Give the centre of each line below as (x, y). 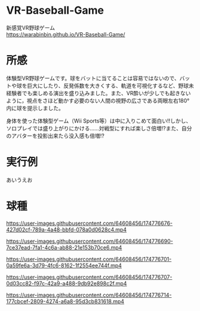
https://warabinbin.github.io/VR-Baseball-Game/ (66, 34)
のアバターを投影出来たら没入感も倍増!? (55, 136)
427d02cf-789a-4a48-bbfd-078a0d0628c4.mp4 (67, 229)
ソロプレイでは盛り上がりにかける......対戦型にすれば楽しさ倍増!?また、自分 (99, 128)
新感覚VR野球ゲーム (31, 28)
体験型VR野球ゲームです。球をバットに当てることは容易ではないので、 (93, 78)
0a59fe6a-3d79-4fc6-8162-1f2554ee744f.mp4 (64, 265)
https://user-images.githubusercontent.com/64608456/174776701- (89, 259)
